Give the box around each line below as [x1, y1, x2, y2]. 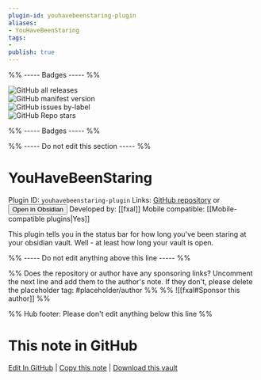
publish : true [8, 48, 56, 56]
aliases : [8, 19, 37, 27]
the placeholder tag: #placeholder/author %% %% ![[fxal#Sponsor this [8, 285, 240, 294]
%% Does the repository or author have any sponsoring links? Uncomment [8, 268, 253, 278]
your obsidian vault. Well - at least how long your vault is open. [8, 237, 214, 247]
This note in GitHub [8, 337, 138, 355]
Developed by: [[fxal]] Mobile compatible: [68, 203, 205, 214]
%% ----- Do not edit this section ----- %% [8, 142, 152, 150]
